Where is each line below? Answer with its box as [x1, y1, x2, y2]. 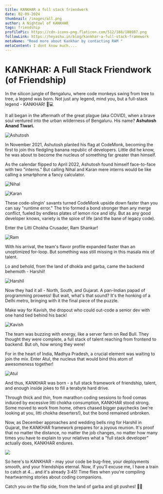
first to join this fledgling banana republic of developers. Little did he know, [5, 147, 155, 153]
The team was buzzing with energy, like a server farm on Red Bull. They [5, 331, 149, 337]
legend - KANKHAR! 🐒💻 [5, 101, 54, 107]
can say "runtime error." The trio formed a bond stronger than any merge [5, 205, 151, 211]
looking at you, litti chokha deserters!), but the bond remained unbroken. [5, 410, 150, 416]
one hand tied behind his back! [5, 312, 67, 318]
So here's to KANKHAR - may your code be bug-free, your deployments [5, 459, 149, 464]
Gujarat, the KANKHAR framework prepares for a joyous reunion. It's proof [5, 425, 154, 430]
